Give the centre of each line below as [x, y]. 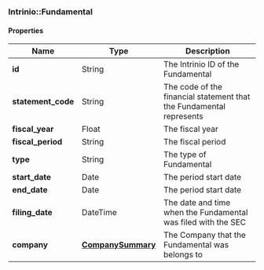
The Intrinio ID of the [202, 64]
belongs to [183, 255]
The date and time [197, 202]
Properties [26, 31]
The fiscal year [191, 130]
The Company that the [205, 235]
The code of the [193, 87]
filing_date [32, 213]
